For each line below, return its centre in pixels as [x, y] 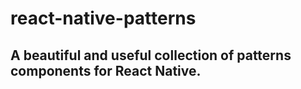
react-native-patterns [103, 18]
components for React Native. [106, 70]
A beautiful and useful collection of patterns [151, 55]
